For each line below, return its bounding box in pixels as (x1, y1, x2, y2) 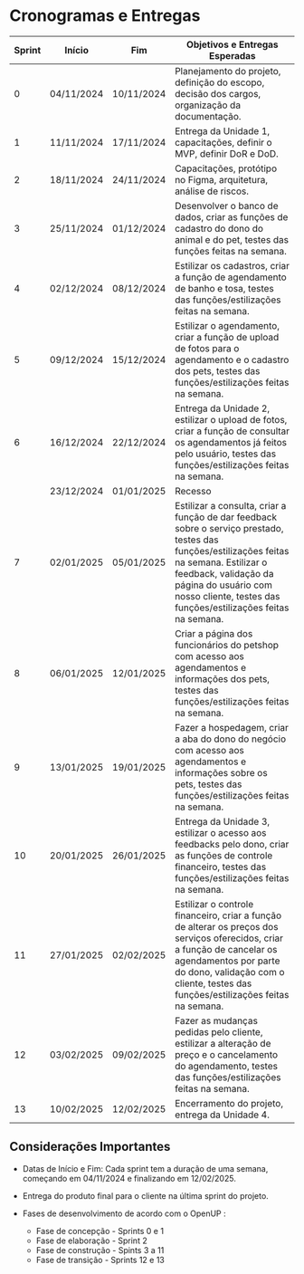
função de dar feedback (175, 511, 278, 523)
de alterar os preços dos (175, 920, 279, 933)
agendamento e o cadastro (175, 353, 290, 366)
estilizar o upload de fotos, (175, 413, 288, 426)
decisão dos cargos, (175, 87, 261, 100)
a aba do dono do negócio (175, 733, 287, 745)
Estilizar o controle (175, 897, 254, 910)
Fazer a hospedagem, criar (175, 721, 290, 733)
